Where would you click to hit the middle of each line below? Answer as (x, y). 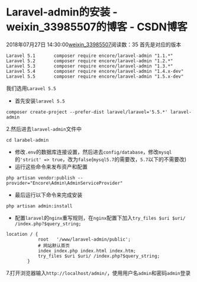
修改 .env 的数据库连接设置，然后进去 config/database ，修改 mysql (93, 152)
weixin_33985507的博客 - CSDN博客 (97, 27)
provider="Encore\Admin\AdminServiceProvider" (64, 183)
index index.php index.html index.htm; (87, 251)
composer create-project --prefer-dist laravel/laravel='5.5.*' (87, 112)
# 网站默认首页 (54, 246)
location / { (22, 234)
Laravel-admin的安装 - (62, 12)
